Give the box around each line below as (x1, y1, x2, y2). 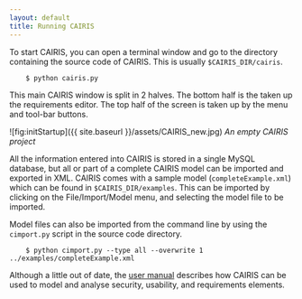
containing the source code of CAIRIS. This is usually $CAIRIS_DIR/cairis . (9, 56, 283, 67)
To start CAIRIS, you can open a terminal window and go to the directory (9, 46, 278, 57)
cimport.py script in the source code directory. (9, 228, 183, 239)
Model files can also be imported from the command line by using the (9, 219, 268, 229)
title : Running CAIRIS (9, 22, 95, 31)
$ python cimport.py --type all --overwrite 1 (25, 246, 204, 255)
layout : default (9, 13, 70, 23)
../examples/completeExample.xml (9, 254, 135, 263)
